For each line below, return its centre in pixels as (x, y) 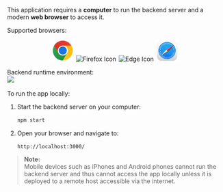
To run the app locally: (39, 94)
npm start (31, 120)
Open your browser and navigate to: (68, 133)
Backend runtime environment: (50, 72)
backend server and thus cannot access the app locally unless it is (118, 174)
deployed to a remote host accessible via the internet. (100, 181)
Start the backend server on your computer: (79, 107)
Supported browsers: (37, 30)
